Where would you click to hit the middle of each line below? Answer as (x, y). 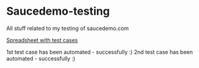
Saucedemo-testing (58, 11)
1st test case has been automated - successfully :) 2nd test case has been (100, 52)
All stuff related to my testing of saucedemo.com (68, 28)
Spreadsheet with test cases (42, 40)
